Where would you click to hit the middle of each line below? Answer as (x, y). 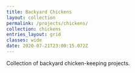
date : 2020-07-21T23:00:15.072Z (47, 46)
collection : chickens (34, 29)
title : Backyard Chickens (39, 12)
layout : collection (31, 18)
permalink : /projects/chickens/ (47, 23)
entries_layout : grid (34, 35)
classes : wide (24, 40)
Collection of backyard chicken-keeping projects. (68, 63)
